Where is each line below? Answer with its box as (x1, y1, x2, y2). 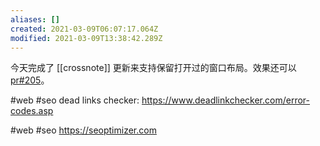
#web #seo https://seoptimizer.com (10, 124, 157, 136)
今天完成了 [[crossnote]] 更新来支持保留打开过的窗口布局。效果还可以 (10, 62, 297, 74)
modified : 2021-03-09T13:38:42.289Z (10, 33, 163, 43)
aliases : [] (10, 14, 60, 25)
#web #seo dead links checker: (10, 94, 140, 106)
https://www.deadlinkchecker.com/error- (141, 94, 310, 106)
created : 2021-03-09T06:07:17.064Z (10, 24, 159, 34)
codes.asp (10, 105, 54, 117)
